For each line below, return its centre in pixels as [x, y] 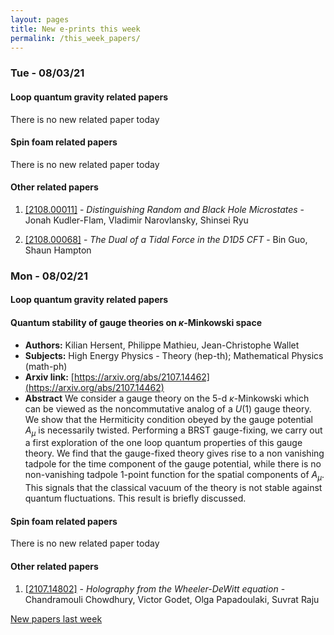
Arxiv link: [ [49, 377]
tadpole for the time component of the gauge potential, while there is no [173, 464]
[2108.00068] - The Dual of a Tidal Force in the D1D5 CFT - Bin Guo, [166, 239]
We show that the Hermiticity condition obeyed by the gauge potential [168, 419]
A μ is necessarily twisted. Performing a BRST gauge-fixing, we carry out [173, 431]
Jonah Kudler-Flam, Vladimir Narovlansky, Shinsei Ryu [136, 220]
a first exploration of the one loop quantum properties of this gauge [163, 443]
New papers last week [56, 618]
